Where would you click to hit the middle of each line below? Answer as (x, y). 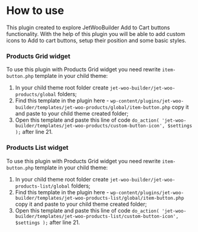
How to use (35, 11)
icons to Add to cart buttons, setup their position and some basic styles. (96, 40)
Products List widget (37, 148)
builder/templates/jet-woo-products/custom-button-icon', (90, 126)
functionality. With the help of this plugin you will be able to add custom (96, 33)
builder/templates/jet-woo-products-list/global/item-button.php (99, 198)
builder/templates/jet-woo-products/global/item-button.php (93, 108)
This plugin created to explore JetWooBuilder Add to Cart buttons (88, 27)
